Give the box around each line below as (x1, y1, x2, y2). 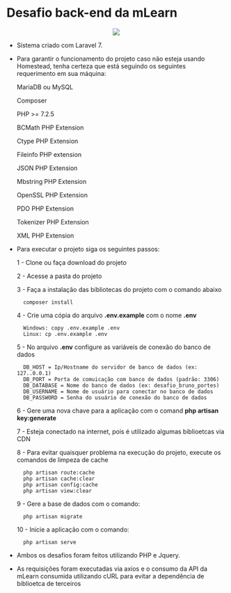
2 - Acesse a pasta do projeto (16, 272, 102, 280)
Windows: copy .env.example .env (23, 324, 120, 332)
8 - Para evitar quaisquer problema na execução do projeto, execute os (16, 448, 221, 456)
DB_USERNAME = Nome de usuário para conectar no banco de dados (23, 388, 214, 395)
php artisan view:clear (23, 487, 92, 494)
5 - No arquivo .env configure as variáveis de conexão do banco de (16, 343, 212, 351)
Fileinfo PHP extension (16, 150, 82, 158)
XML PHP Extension (16, 231, 74, 240)
